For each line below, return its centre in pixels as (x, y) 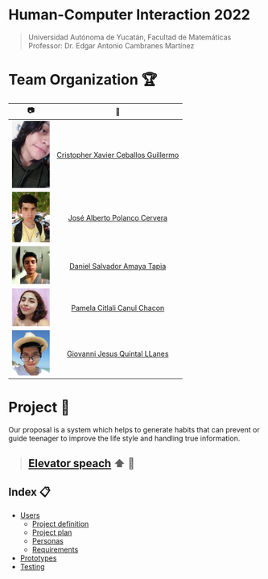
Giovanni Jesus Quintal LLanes (118, 354)
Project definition (60, 524)
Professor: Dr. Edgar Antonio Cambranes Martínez (111, 45)
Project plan (52, 532)
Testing (33, 567)
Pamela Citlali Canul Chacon (118, 308)
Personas (48, 541)
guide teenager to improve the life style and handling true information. (124, 438)
